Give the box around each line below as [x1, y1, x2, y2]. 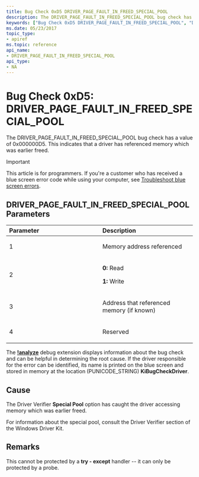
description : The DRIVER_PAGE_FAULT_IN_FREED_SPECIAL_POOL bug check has [6, 14, 192, 20]
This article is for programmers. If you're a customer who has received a [6, 170, 182, 177]
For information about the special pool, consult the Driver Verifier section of [6, 418, 191, 425]
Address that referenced [102, 299, 171, 307]
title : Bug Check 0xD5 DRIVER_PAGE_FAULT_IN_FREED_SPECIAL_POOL [6, 8, 168, 15]
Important [6, 158, 30, 166]
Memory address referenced [102, 243, 182, 251]
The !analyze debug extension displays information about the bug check [6, 349, 184, 356]
